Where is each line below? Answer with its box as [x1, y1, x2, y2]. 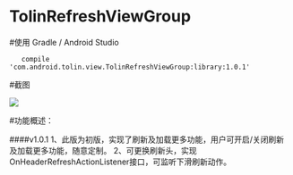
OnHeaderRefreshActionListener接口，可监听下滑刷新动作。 [9, 156, 232, 167]
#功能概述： [9, 114, 54, 126]
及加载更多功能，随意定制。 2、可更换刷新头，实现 [9, 145, 197, 155]
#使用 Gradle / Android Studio [9, 37, 119, 47]
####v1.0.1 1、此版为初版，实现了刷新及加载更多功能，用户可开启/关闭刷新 [9, 134, 285, 145]
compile [21, 54, 50, 63]
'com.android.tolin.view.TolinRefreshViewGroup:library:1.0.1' [9, 62, 251, 71]
